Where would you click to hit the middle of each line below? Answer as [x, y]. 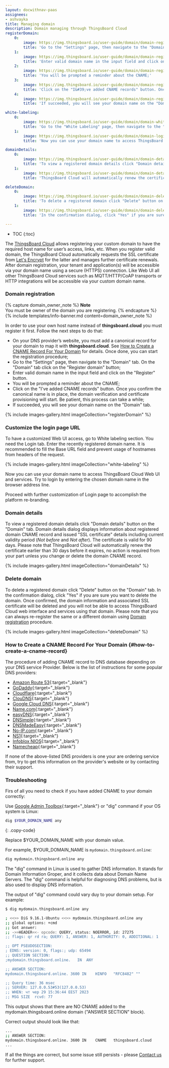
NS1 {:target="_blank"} [35, 736]
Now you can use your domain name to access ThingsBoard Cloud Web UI [82, 474]
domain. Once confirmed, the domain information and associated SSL [77, 600]
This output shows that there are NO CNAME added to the [65, 1007]
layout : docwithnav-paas [31, 10]
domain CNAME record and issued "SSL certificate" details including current [84, 535]
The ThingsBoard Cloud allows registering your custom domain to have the [83, 243]
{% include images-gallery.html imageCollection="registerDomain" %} [78, 414]
